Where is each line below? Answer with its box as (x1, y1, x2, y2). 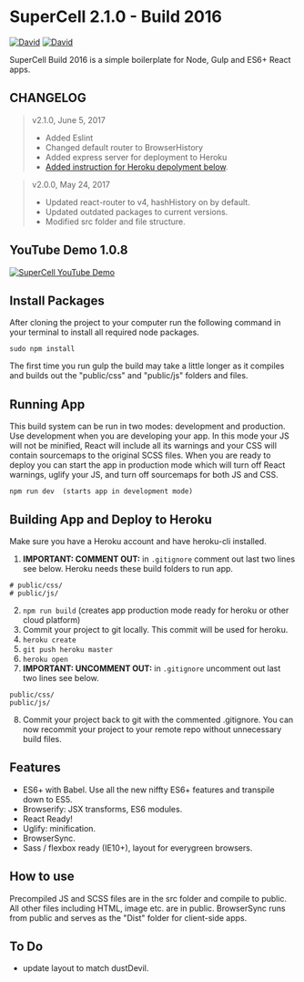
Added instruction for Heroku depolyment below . (45, 161, 229, 172)
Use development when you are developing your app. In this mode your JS (9, 430, 289, 441)
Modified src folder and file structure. (45, 216, 187, 227)
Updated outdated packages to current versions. (45, 206, 228, 217)
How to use (9, 869, 75, 884)
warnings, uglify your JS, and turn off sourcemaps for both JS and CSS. (9, 470, 279, 481)
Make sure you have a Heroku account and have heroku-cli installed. (9, 536, 267, 546)
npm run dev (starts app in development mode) (9, 487, 194, 496)
